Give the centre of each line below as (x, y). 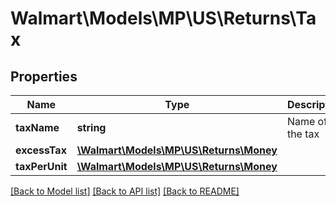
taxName (37, 127)
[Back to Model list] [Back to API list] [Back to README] (125, 191)
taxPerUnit (41, 166)
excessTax (41, 150)
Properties (44, 76)
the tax (303, 134)
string (91, 127)
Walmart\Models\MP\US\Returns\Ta (163, 18)
